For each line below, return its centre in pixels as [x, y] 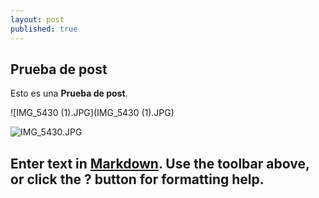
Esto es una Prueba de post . [69, 93]
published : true [44, 29]
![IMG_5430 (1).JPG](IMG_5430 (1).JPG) [92, 113]
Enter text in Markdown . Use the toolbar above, [160, 163]
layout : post [37, 19]
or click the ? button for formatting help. [137, 179]
